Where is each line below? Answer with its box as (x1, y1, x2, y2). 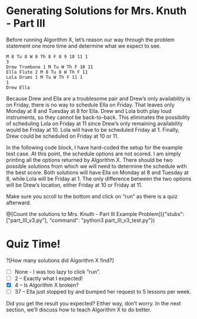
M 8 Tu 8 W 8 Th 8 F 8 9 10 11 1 (6, 54, 88, 59)
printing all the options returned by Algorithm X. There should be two (6, 156, 173, 163)
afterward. (6, 199, 31, 206)
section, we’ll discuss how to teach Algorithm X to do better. (6, 306, 152, 313)
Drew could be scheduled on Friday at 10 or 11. (6, 132, 119, 139)
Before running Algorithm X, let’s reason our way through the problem (6, 36, 175, 43)
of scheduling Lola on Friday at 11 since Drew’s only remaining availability (6, 119, 183, 127)
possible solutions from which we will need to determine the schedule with (6, 162, 187, 170)
